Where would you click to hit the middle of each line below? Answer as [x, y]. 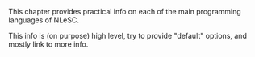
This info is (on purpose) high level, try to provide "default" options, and [128, 36]
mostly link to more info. [48, 44]
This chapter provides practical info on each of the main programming [125, 12]
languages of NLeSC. [44, 20]
